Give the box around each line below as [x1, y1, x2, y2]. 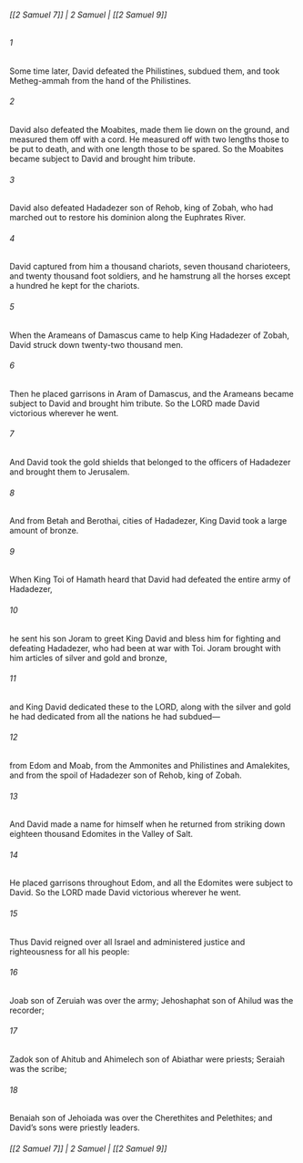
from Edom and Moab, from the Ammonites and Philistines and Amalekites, [9, 760, 290, 771]
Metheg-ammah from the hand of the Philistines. [9, 75, 192, 86]
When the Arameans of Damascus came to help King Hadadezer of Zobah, [9, 330, 289, 341]
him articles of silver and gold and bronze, [9, 652, 167, 663]
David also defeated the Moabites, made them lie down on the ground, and [9, 125, 289, 136]
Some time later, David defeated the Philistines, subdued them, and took [9, 66, 280, 77]
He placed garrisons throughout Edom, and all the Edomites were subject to [9, 877, 294, 889]
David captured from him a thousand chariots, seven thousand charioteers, [9, 261, 291, 272]
